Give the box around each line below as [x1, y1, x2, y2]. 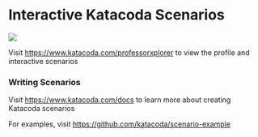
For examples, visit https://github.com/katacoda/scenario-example [8, 119, 231, 129]
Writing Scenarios [8, 76, 81, 88]
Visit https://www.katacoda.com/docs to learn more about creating [8, 95, 231, 105]
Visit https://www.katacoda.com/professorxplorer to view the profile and [8, 47, 250, 58]
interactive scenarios [8, 56, 78, 66]
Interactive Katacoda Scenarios [8, 6, 225, 24]
